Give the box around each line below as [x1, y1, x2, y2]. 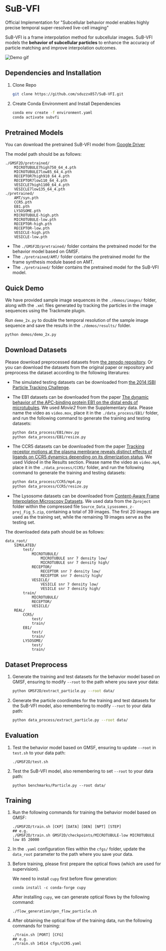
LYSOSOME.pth [14, 209, 41, 214]
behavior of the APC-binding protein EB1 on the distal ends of [12, 399, 138, 405]
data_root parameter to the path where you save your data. [12, 851, 134, 857]
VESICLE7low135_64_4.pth [14, 187, 65, 192]
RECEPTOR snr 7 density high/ [40, 573, 103, 578]
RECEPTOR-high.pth [14, 222, 52, 227]
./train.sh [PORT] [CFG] [12, 933, 64, 938]
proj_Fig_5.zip [12, 510, 44, 515]
